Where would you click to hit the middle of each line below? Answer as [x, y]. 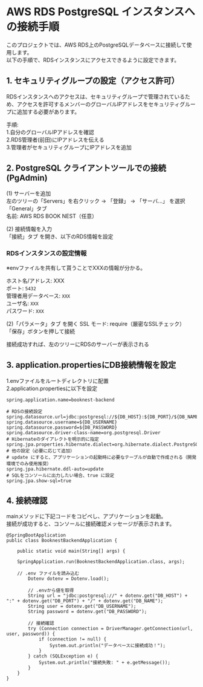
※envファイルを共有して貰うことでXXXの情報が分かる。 [76, 268]
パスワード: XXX [25, 311]
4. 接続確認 [27, 501]
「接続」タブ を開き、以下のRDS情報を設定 [60, 236]
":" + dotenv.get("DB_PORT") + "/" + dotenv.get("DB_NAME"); [85, 601]
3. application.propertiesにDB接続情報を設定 [91, 365]
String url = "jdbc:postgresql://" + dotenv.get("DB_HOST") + [108, 596]
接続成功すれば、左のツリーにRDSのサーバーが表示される [78, 344]
